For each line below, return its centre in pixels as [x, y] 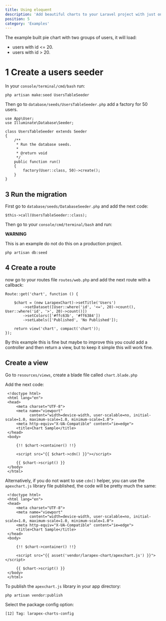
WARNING [16, 234]
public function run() [37, 162]
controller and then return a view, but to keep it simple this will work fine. [79, 347]
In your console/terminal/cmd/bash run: [45, 86]
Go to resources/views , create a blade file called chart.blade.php [71, 375]
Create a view [27, 363]
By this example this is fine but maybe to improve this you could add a [76, 342]
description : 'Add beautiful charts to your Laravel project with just [80, 14]
